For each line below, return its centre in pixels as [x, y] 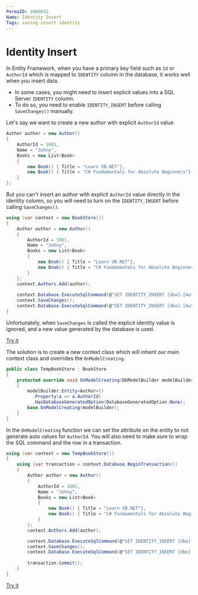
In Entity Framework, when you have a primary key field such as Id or [90, 68]
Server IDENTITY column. [44, 99]
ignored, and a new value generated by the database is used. [80, 329]
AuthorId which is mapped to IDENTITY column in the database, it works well [98, 75]
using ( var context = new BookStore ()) [55, 218]
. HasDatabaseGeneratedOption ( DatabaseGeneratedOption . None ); [109, 402]
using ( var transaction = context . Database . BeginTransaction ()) [97, 464]
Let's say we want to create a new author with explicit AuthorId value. [91, 123]
